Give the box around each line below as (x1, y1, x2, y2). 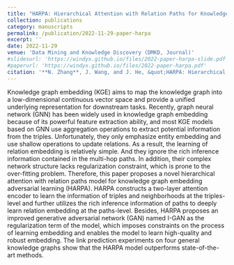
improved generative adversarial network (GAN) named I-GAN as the (7, 213, 205, 222)
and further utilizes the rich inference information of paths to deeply (22, 199, 217, 207)
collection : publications (7, 17, 82, 24)
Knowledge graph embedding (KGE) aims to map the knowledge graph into (7, 88, 223, 96)
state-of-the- (181, 243, 219, 252)
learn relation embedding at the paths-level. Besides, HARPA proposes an (7, 206, 219, 215)
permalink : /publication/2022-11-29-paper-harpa (7, 29, 151, 37)
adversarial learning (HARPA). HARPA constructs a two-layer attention (7, 184, 208, 192)
